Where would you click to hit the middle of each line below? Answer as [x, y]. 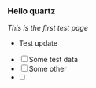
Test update [38, 43]
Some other [48, 69]
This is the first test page [48, 28]
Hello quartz [31, 11]
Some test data [53, 60]
